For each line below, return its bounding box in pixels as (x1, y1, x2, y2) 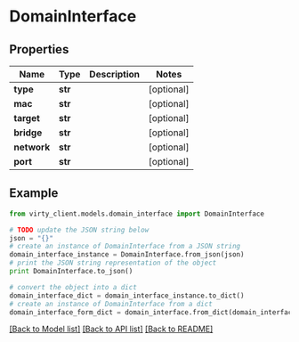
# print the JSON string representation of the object (9, 258, 217, 268)
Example (9, 185, 59, 201)
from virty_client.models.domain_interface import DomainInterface (9, 209, 265, 218)
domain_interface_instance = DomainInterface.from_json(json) (9, 250, 245, 259)
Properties (9, 42, 69, 57)
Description (88, 69, 141, 80)
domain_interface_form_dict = (9, 307, 122, 317)
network (13, 141, 51, 153)
